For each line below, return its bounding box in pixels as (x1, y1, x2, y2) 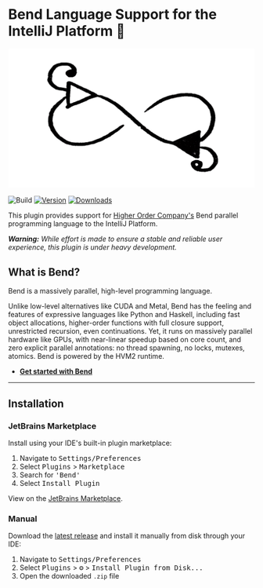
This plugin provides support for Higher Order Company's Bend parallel (8, 210, 239, 221)
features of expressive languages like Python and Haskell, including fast (8, 310, 240, 320)
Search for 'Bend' (19, 469, 81, 480)
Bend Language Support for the (8, 5, 218, 24)
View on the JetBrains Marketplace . (8, 493, 124, 503)
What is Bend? (8, 265, 81, 279)
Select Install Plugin (19, 478, 100, 488)
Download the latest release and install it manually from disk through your (8, 531, 245, 541)
